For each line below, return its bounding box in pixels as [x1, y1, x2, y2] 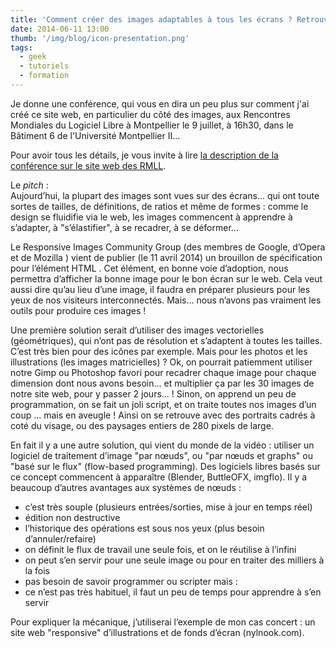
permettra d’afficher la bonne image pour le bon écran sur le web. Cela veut [10, 272, 323, 285]
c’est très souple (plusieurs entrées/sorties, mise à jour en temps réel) [24, 501, 313, 513]
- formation [19, 71, 70, 81]
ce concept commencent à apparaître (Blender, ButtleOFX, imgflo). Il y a [10, 471, 308, 483]
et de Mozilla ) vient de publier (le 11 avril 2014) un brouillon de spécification [10, 251, 323, 263]
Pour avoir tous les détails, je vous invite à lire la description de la [10, 149, 279, 161]
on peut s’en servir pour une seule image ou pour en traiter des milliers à [24, 554, 325, 566]
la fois [24, 564, 50, 576]
